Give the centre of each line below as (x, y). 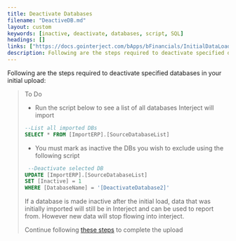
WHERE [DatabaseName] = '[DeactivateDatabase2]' (97, 188)
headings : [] (26, 40)
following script (57, 155)
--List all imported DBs (61, 128)
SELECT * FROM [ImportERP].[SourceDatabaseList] (97, 134)
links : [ (20, 46)
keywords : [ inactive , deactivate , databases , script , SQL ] (96, 33)
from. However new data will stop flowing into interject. (104, 216)
